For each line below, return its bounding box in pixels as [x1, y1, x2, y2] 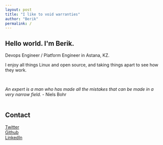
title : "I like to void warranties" [5, 12, 80, 17]
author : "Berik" [5, 16, 38, 21]
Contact [5, 111, 31, 119]
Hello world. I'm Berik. [5, 39, 75, 47]
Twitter [5, 124, 20, 130]
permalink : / [5, 21, 32, 26]
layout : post [5, 7, 32, 12]
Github [5, 129, 19, 135]
